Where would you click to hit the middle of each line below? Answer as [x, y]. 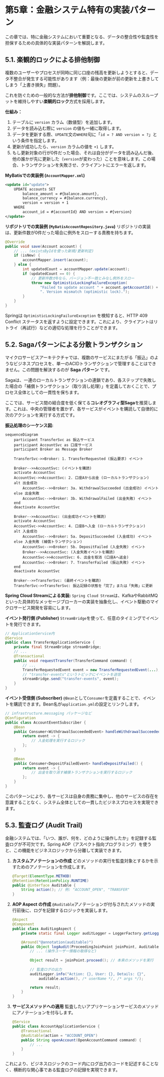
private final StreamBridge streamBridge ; [58, 647]
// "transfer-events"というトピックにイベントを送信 [72, 674]
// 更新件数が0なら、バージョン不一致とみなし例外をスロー [83, 278]
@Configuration [20, 718]
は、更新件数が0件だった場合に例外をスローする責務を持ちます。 [70, 233]
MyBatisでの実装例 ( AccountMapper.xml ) [45, 175]
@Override [15, 242]
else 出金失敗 [27, 493]
